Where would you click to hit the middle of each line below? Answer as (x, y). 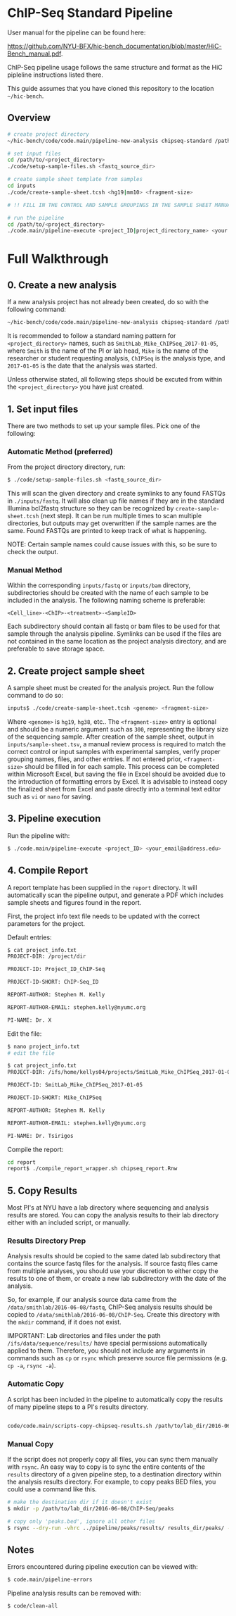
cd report (22, 1162)
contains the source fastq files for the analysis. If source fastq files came (112, 1264)
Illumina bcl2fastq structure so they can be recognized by (91, 508)
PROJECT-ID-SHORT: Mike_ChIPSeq (54, 1098)
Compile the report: (35, 1149)
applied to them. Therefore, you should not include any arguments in (106, 1351)
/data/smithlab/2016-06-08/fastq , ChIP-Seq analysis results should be (110, 1307)
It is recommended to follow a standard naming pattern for (92, 336)
